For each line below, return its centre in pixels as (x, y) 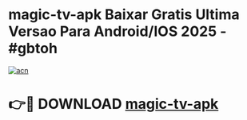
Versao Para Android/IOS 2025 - (118, 31)
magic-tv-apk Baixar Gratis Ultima (124, 15)
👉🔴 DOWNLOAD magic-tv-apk (114, 104)
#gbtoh (33, 48)
